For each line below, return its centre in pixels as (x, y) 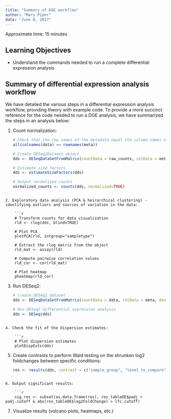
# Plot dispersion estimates (45, 341)
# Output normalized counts (42, 182)
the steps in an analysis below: (38, 120)
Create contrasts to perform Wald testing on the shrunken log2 (79, 355)
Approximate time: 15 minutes (36, 34)
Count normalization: (35, 130)
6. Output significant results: (40, 384)
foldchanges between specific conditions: (57, 361)
